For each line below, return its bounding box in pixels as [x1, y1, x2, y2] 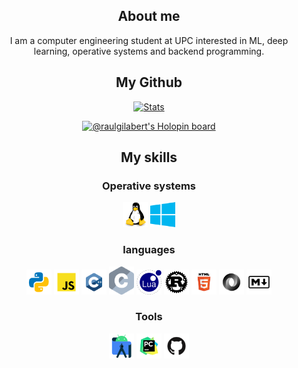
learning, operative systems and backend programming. [33, 45, 265, 57]
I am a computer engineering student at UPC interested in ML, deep [9, 34, 289, 46]
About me [117, 8, 181, 25]
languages [122, 243, 176, 257]
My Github [115, 74, 183, 91]
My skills [120, 149, 178, 166]
